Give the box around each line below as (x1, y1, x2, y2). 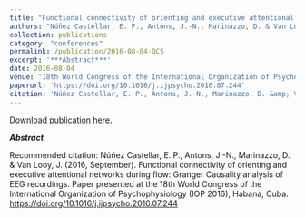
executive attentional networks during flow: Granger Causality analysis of (9, 169, 284, 180)
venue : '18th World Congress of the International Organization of (9, 73, 271, 82)
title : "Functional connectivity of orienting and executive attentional (9, 13, 295, 23)
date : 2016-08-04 (9, 64, 75, 74)
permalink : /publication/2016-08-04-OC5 (9, 47, 165, 56)
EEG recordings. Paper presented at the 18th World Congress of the (9, 178, 262, 189)
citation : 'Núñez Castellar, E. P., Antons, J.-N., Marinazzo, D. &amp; (9, 89, 290, 98)
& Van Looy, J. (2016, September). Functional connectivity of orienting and (9, 159, 288, 170)
